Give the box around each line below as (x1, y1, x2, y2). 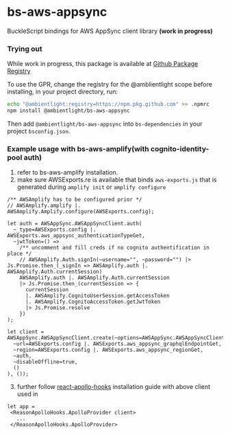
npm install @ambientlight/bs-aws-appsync (7, 107, 130, 114)
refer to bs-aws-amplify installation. (16, 168, 118, 177)
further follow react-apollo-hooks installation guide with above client (16, 383, 211, 391)
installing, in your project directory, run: (7, 87, 118, 96)
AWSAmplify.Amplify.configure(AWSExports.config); (7, 208, 155, 215)
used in (16, 390, 38, 399)
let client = (7, 328, 44, 335)
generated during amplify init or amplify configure (16, 183, 166, 191)
